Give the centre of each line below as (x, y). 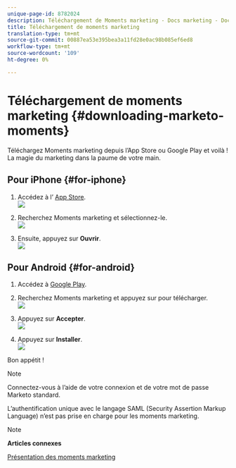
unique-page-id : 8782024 (44, 14)
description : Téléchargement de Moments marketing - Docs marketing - (113, 20)
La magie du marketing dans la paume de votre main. (84, 158)
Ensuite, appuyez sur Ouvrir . (59, 238)
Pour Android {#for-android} (71, 267)
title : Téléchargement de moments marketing (73, 27)
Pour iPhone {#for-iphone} (67, 180)
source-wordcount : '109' (44, 54)
